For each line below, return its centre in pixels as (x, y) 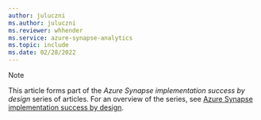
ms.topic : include (38, 45)
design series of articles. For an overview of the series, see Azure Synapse (131, 99)
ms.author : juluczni (42, 23)
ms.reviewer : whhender (46, 30)
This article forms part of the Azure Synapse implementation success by (127, 91)
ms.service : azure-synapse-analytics (71, 38)
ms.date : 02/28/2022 (42, 52)
